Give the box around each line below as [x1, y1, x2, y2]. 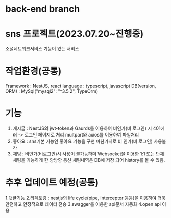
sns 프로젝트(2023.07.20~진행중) [5, 28, 144, 40]
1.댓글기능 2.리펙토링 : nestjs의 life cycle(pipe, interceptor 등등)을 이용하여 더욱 [5, 195, 166, 201]
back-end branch [5, 3, 80, 15]
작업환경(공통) [5, 66, 62, 77]
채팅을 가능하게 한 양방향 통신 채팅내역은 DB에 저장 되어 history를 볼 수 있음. [12, 157, 165, 163]
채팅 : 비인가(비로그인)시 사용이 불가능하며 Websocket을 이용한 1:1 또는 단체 [12, 151, 164, 157]
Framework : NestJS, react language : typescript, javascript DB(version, [5, 83, 156, 89]
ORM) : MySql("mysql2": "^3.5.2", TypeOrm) [5, 88, 99, 94]
